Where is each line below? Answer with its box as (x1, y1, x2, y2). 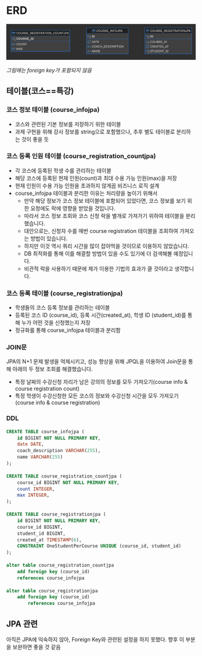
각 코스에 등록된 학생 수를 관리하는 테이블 (14, 167, 112, 174)
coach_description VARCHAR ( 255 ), (17, 448, 101, 454)
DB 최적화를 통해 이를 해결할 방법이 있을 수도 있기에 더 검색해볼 (23, 250, 173, 257)
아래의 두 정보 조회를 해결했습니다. (12, 366, 93, 373)
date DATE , (17, 441, 44, 447)
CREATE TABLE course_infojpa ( (6, 428, 85, 435)
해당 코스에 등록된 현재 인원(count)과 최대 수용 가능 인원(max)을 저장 (14, 174, 177, 182)
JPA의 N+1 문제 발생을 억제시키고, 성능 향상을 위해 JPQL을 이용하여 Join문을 (6, 358, 188, 365)
